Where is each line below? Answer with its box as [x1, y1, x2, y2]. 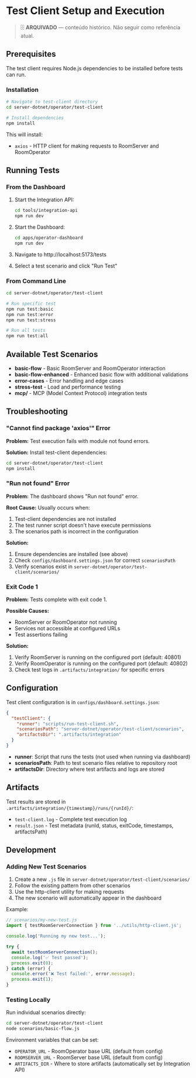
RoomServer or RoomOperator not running [14, 619, 117, 626]
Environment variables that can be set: [6, 1036, 99, 1043]
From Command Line [6, 277, 66, 285]
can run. [6, 71, 26, 78]
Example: [6, 906, 29, 913]
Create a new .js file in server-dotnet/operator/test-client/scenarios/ [14, 876, 190, 883]
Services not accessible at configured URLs [14, 625, 121, 631]
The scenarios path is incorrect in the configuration [14, 528, 139, 535]
